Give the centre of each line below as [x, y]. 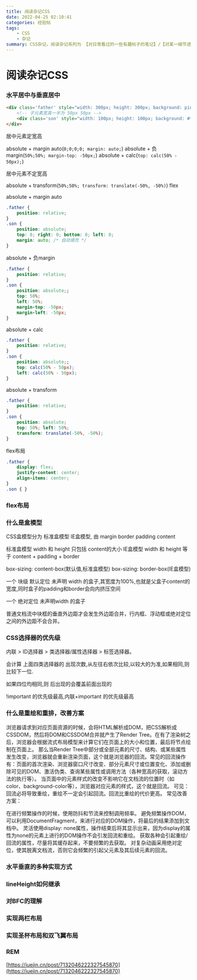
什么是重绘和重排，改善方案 [45, 714]
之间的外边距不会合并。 [34, 621]
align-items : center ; [43, 478]
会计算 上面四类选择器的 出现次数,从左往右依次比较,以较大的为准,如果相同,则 [98, 664]
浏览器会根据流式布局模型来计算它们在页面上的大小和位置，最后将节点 [101, 742]
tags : [13, 28]
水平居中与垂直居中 [33, 95]
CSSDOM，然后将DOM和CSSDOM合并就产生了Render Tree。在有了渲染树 [96, 734]
